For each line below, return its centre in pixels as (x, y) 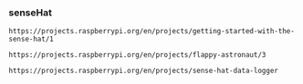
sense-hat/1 (31, 39)
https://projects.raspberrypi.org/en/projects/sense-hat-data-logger (144, 71)
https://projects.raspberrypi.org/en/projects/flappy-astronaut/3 (137, 55)
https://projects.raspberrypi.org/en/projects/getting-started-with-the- (152, 32)
